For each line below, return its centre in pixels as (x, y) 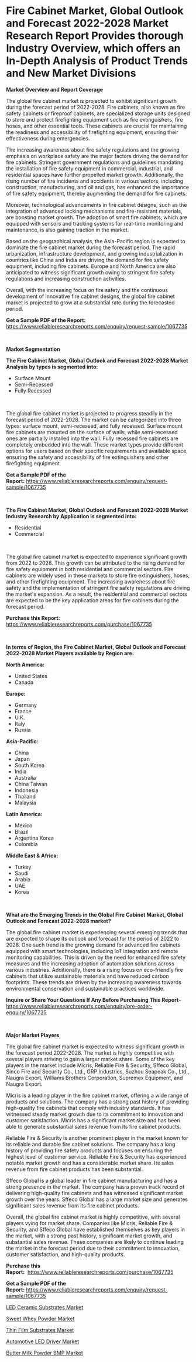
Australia (25, 777)
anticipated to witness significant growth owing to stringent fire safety (90, 272)
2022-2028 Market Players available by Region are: (70, 653)
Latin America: (24, 814)
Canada (24, 682)
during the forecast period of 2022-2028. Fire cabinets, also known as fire (96, 107)
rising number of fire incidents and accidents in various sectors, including (95, 181)
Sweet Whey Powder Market (40, 1319)
